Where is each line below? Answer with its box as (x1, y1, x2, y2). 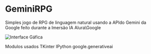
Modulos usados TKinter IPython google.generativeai (5, 43, 113, 49)
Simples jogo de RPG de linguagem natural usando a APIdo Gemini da (5, 19, 147, 25)
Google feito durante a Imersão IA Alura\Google (5, 24, 101, 30)
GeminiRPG (5, 3, 53, 15)
